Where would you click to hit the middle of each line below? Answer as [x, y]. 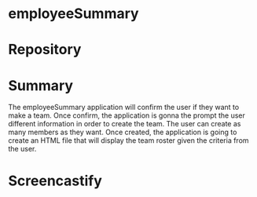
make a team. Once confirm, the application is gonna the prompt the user [127, 115]
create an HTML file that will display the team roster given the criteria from [128, 140]
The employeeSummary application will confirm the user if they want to [124, 108]
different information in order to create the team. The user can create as [125, 124]
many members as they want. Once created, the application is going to [123, 132]
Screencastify [55, 181]
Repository [45, 50]
